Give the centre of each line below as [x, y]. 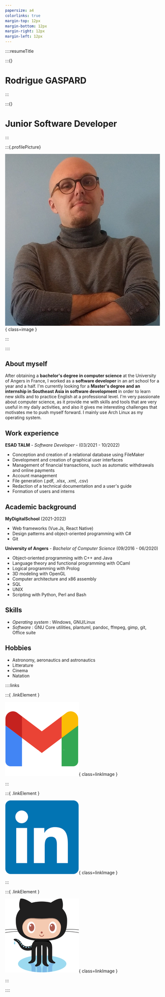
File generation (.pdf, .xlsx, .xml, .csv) [50, 481]
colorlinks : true [23, 16]
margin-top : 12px [23, 21]
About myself [26, 364]
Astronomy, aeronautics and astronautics [54, 660]
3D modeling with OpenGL [39, 574]
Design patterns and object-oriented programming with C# [72, 534]
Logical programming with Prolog [46, 569]
